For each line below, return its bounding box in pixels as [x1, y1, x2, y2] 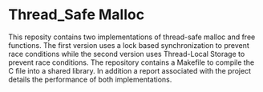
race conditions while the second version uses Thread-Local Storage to [8, 49, 245, 58]
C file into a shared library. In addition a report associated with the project [8, 66, 251, 75]
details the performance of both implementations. [8, 74, 172, 84]
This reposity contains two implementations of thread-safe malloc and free [8, 32, 256, 42]
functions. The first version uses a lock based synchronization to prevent [8, 40, 250, 50]
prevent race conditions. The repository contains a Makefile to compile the [8, 58, 255, 67]
